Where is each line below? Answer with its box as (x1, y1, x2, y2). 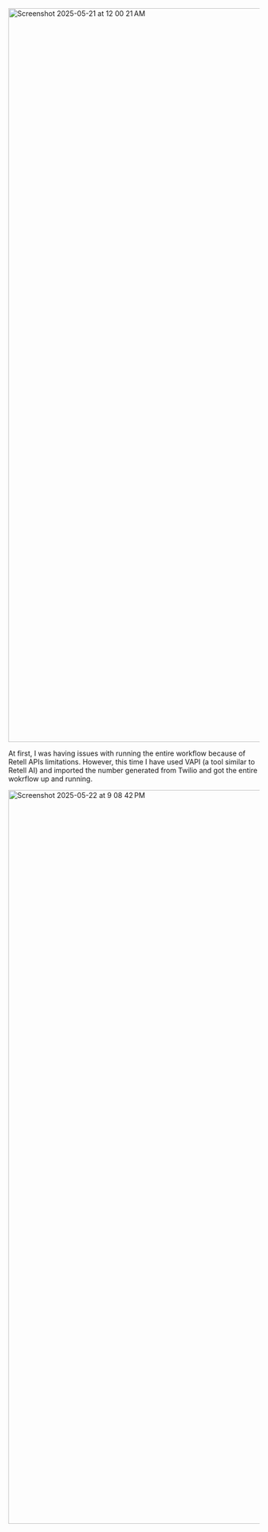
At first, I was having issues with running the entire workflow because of (8, 748, 246, 758)
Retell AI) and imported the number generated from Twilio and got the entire (8, 766, 258, 775)
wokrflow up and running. (8, 774, 93, 784)
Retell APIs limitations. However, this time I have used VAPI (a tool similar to (8, 757, 255, 766)
